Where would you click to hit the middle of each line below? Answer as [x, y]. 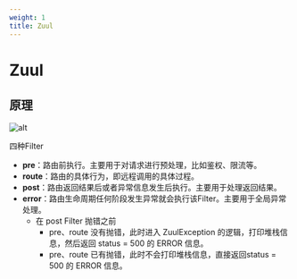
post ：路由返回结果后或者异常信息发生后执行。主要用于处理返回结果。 [152, 187]
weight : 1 [28, 17]
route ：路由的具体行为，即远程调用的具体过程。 [110, 176]
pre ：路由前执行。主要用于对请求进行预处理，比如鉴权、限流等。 [142, 165]
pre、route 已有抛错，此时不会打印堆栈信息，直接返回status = [162, 254]
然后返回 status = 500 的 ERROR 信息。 [136, 243]
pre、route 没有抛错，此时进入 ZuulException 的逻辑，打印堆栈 [165, 232]
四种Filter [27, 146]
